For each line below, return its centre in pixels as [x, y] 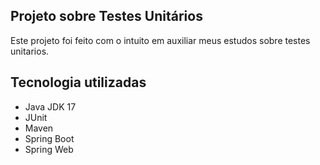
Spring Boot [49, 138]
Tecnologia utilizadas [78, 82]
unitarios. [30, 51]
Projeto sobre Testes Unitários [106, 16]
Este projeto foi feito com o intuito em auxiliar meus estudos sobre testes [160, 40]
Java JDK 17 [50, 106]
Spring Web [49, 149]
